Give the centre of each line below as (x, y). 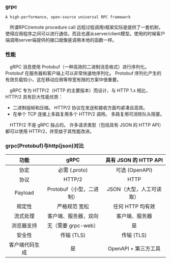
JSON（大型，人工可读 (134, 189)
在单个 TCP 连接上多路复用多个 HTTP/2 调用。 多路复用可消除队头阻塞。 (89, 114)
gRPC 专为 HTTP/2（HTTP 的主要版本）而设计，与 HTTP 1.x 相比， (80, 90)
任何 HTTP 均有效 (134, 206)
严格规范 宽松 (73, 206)
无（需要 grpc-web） (73, 225)
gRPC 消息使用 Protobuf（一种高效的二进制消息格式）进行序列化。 (79, 66)
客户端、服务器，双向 (73, 216)
